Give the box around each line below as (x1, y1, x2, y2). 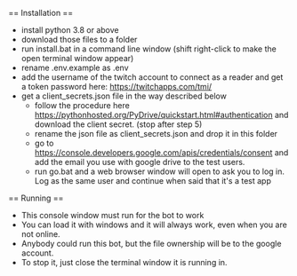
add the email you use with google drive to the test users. (34, 157, 245, 167)
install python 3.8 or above (20, 25, 119, 35)
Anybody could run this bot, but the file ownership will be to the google (20, 239, 282, 248)
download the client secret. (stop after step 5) (34, 119, 203, 130)
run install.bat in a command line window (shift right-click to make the (20, 43, 277, 54)
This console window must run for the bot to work (20, 210, 205, 220)
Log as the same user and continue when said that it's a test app (34, 176, 272, 185)
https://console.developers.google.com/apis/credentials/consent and (34, 147, 289, 158)
